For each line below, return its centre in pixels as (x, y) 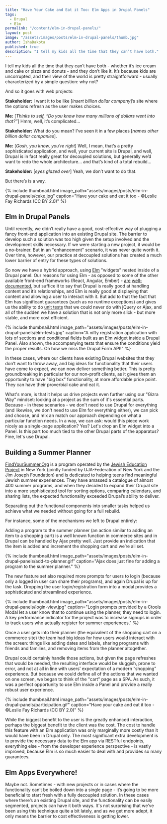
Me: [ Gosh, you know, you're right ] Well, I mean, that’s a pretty (69, 145)
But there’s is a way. (26, 181)
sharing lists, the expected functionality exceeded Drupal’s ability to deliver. (83, 496)
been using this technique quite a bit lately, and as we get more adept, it (79, 811)
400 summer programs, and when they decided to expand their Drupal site (82, 486)
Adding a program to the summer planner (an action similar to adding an (79, 531)
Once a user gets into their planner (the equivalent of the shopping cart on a (83, 633)
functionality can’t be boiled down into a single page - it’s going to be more (82, 790)
